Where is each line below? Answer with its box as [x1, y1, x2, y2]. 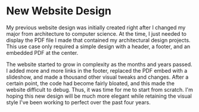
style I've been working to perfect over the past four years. [6, 98, 151, 105]
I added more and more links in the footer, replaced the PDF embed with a [6, 67, 188, 74]
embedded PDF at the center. [6, 49, 79, 56]
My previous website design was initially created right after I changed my [6, 24, 186, 31]
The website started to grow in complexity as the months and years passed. [6, 61, 192, 68]
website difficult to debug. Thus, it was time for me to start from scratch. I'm [6, 86, 194, 93]
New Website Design [6, 4, 111, 18]
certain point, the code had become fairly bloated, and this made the [6, 79, 175, 87]
